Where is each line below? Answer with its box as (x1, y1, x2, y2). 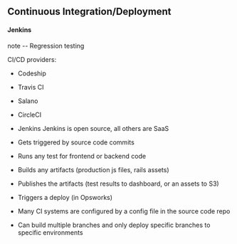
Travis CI (17, 83, 44, 91)
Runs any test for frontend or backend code (17, 152, 147, 160)
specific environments (17, 228, 83, 237)
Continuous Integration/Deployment (7, 6, 172, 18)
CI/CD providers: (7, 55, 57, 63)
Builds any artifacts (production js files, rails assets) (17, 165, 169, 174)
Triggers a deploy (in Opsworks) (17, 193, 112, 201)
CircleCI (17, 110, 41, 119)
